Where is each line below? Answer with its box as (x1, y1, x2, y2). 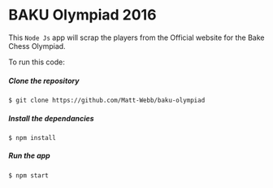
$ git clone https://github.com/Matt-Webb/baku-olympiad (8, 96, 206, 104)
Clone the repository (8, 76, 80, 85)
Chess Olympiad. (8, 41, 67, 50)
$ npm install (8, 133, 57, 142)
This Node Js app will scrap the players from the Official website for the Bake (8, 33, 265, 42)
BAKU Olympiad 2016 (8, 6, 157, 24)
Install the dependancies (8, 113, 95, 123)
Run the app (8, 151, 50, 160)
